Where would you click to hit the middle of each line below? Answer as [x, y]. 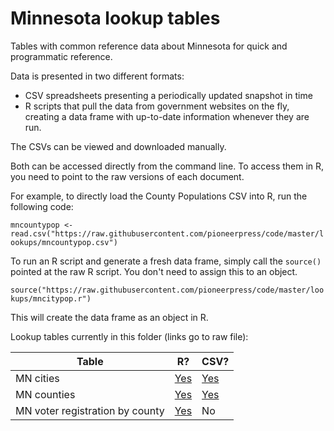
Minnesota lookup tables [115, 18]
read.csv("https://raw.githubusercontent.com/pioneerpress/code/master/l [167, 233]
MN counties [45, 394]
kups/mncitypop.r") [51, 298]
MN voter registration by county [90, 410]
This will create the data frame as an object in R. [109, 317]
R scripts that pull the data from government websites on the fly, [157, 106]
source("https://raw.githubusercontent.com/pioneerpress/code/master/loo [167, 290]
